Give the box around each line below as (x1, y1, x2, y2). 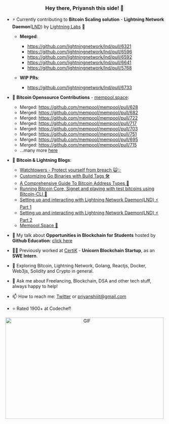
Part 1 (19, 204, 32, 210)
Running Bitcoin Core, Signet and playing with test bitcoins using (19, 186, 155, 192)
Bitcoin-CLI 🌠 (19, 191, 48, 197)
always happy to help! (12, 284, 58, 290)
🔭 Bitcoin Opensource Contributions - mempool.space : (12, 94, 130, 100)
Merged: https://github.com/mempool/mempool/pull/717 (19, 120, 137, 126)
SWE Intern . (12, 253, 38, 259)
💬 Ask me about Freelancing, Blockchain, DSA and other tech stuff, (12, 278, 151, 284)
